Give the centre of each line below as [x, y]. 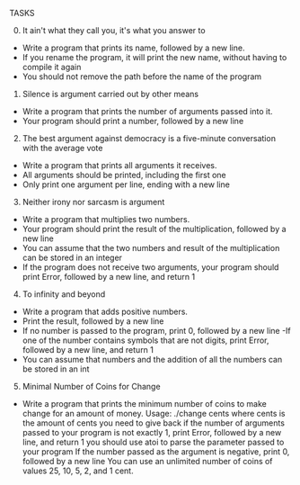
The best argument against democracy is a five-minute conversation [149, 138]
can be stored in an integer [72, 257]
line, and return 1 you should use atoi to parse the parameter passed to [153, 442]
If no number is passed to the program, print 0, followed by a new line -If [157, 331]
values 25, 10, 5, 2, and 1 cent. [78, 471]
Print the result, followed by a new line [93, 321]
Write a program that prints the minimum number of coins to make [144, 404]
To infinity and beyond [64, 294]
